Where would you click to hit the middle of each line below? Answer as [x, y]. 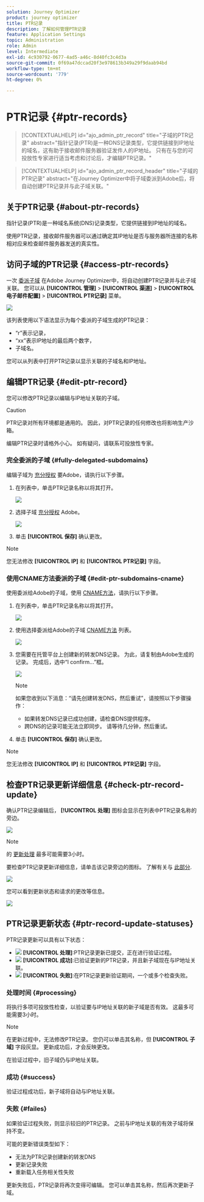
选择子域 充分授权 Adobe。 [49, 512]
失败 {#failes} [27, 1109]
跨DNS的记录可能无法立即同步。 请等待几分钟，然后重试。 [97, 726]
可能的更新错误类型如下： [38, 1144]
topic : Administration [35, 40]
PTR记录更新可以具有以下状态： [46, 939]
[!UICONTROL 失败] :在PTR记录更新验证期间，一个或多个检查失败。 [107, 975]
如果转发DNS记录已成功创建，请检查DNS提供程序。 [89, 719]
